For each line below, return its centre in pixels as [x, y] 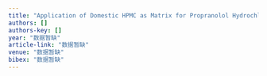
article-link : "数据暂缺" [49, 45]
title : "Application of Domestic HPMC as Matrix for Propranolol [118, 15]
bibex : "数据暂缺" [37, 60]
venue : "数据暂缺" [37, 52]
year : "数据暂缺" [35, 38]
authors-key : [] [35, 30]
